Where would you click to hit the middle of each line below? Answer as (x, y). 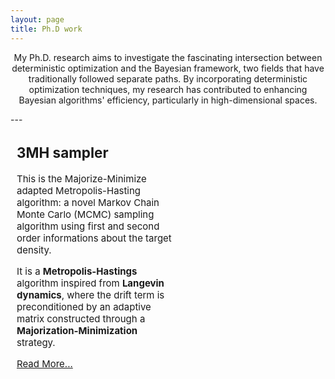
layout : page (37, 19)
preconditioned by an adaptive (84, 306)
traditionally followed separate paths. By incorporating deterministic (168, 78)
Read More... (44, 363)
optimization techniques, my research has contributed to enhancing (168, 89)
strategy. (36, 342)
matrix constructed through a (81, 318)
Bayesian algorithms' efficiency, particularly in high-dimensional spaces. (168, 100)
